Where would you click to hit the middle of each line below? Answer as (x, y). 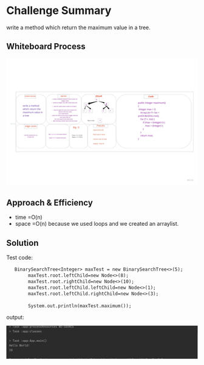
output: (15, 318)
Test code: (20, 258)
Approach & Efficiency (49, 202)
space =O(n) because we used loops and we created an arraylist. (97, 224)
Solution (22, 243)
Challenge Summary (59, 11)
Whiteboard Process (46, 47)
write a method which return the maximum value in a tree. (78, 27)
